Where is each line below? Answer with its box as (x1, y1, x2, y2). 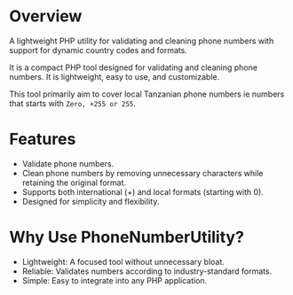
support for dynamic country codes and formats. (9, 44, 188, 55)
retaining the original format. (21, 177, 127, 188)
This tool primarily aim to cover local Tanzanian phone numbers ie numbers (9, 89, 285, 99)
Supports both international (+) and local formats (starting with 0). (21, 186, 264, 197)
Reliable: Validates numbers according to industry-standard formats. (21, 266, 273, 276)
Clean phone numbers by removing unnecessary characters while (21, 167, 264, 178)
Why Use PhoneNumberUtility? (9, 228, 244, 247)
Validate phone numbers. (21, 158, 115, 169)
